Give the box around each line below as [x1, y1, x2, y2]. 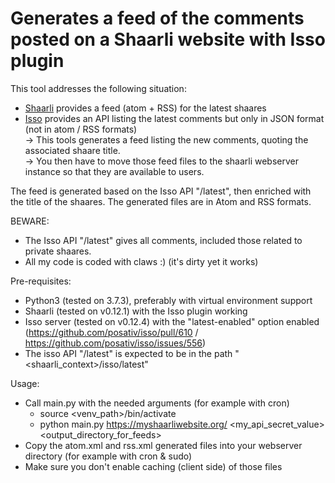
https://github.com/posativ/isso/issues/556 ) [24, 337, 207, 349]
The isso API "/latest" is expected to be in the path [24, 347, 233, 359]
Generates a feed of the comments [10, 7, 305, 30]
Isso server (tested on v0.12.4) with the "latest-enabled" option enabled [24, 315, 320, 327]
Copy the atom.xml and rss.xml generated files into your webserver [24, 439, 303, 451]
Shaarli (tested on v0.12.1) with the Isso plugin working [24, 305, 248, 317]
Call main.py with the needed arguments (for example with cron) [24, 397, 290, 409]
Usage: [10, 377, 40, 389]
